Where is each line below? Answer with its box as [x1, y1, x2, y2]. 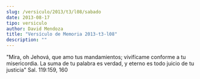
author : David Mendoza [6, 25, 63, 32]
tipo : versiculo [6, 20, 47, 26]
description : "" [6, 37, 47, 43]
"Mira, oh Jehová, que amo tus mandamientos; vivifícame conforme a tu [6, 54, 186, 60]
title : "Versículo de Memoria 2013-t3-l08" [6, 31, 118, 37]
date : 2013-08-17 [6, 14, 50, 21]
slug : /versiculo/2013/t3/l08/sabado [6, 8, 102, 15]
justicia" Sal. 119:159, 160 [6, 66, 68, 73]
